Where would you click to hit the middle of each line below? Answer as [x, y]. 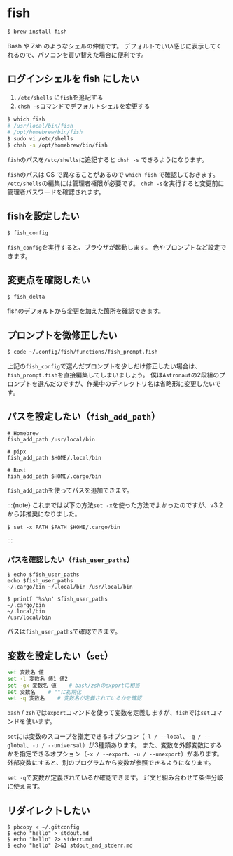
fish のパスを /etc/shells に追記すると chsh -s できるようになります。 [107, 160]
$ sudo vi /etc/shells [40, 139]
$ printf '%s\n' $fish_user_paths [58, 599]
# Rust [17, 470]
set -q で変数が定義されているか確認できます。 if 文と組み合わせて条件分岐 [115, 777]
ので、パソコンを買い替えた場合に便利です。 [84, 55]
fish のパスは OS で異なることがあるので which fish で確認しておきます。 [113, 174]
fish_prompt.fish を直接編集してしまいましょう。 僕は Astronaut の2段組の [113, 375]
